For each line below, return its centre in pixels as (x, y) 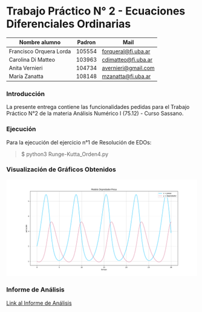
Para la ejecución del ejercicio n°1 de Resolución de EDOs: (79, 142)
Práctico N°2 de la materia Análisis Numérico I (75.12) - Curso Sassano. (95, 114)
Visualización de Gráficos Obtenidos (61, 169)
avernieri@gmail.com (129, 68)
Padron (86, 42)
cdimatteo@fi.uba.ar (127, 59)
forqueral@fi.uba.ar (126, 51)
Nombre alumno (40, 42)
